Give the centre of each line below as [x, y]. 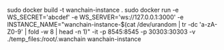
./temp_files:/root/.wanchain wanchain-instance [74, 39]
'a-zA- [208, 24]
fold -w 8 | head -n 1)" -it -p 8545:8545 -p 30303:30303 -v [112, 32]
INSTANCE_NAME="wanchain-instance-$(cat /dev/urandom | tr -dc [102, 24]
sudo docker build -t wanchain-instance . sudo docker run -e [93, 10]
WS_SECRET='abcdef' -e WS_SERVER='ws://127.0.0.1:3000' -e [96, 17]
